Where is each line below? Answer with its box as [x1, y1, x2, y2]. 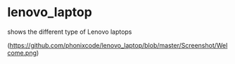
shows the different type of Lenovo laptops [7, 27, 132, 36]
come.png [7, 49, 37, 57]
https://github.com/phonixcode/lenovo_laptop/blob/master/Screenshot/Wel [9, 41, 228, 49]
